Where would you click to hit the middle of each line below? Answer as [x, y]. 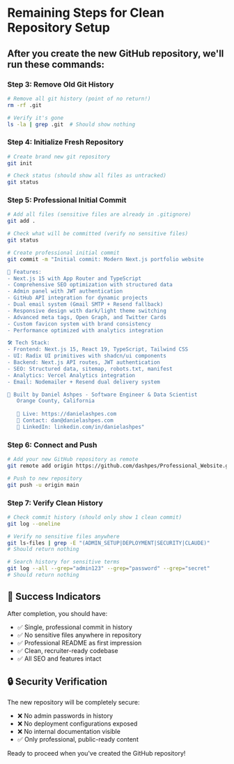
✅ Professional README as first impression [79, 642]
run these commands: [56, 64]
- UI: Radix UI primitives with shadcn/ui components [87, 356]
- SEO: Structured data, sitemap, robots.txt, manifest [90, 369]
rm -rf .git [24, 105]
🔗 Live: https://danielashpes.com [67, 414]
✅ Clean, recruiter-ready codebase [68, 650]
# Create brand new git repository [59, 156]
